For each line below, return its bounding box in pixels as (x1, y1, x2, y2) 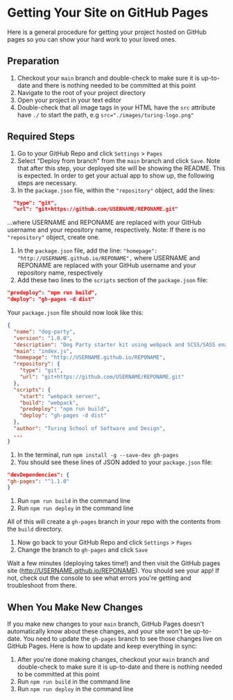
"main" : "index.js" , (13, 348, 73, 355)
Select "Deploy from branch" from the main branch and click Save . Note (17, 156, 221, 164)
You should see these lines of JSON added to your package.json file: (17, 458, 213, 466)
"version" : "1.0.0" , (13, 334, 73, 341)
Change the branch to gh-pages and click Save (17, 546, 148, 554)
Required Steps (7, 130, 75, 143)
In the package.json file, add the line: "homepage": (17, 246, 158, 255)
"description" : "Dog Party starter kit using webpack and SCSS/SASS (13, 341, 216, 348)
